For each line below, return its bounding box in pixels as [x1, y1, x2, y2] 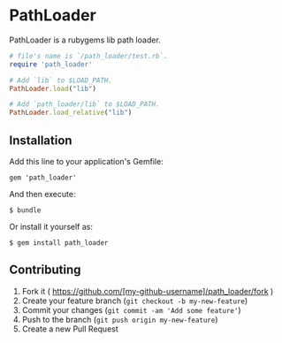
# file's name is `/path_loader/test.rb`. [9, 51, 168, 60]
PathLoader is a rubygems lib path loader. [9, 34, 161, 45]
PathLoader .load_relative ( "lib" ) [9, 108, 133, 118]
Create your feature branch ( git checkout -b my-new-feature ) [21, 295, 248, 306]
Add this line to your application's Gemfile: [9, 156, 164, 166]
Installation [9, 133, 72, 148]
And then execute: [9, 189, 76, 199]
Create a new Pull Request [21, 324, 119, 334]
